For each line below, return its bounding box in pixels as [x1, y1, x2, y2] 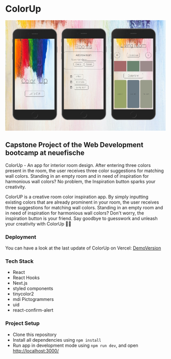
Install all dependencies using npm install [12, 337, 102, 343]
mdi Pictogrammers [12, 296, 54, 302]
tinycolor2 [12, 291, 34, 297]
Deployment [5, 233, 37, 240]
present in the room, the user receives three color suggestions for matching [5, 168, 164, 174]
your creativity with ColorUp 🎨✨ [5, 220, 72, 227]
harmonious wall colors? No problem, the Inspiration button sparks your [5, 178, 156, 184]
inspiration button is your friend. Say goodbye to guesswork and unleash [5, 215, 158, 222]
